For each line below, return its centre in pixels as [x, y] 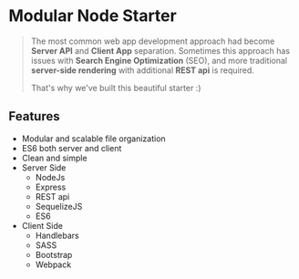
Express [51, 187]
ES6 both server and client [72, 148]
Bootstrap [54, 254]
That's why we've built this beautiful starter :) [116, 88]
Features [34, 116]
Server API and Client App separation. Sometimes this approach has [160, 50]
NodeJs [50, 177]
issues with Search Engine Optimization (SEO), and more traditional [159, 60]
